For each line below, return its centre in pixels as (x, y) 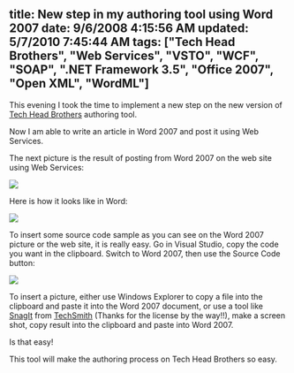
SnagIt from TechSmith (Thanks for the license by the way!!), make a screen (147, 315)
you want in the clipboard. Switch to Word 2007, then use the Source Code (145, 253)
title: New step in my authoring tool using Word (141, 15)
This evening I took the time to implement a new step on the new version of (146, 104)
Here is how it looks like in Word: (68, 201)
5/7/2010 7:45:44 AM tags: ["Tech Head (122, 42)
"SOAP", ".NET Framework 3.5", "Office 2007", (141, 70)
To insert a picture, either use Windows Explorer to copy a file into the (136, 296)
